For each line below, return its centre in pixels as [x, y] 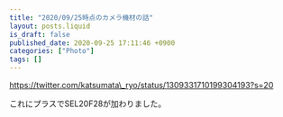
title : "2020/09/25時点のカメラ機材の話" [81, 18]
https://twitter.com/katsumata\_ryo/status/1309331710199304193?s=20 [141, 85]
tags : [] [26, 59]
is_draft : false [40, 34]
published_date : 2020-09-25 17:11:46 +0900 [92, 43]
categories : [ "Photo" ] [52, 51]
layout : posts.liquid [50, 26]
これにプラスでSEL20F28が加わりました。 [88, 103]
